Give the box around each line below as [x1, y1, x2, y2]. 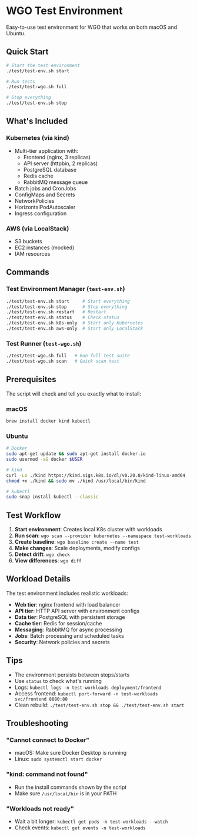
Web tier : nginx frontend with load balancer [14, 601, 121, 608]
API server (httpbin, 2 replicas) [23, 160, 98, 167]
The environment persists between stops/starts [14, 671, 130, 678]
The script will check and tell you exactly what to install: [6, 390, 141, 397]
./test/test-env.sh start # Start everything [6, 298, 131, 304]
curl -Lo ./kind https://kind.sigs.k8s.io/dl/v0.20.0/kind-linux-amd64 [6, 472, 185, 478]
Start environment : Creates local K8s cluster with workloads [14, 526, 163, 533]
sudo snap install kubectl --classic [6, 494, 99, 500]
